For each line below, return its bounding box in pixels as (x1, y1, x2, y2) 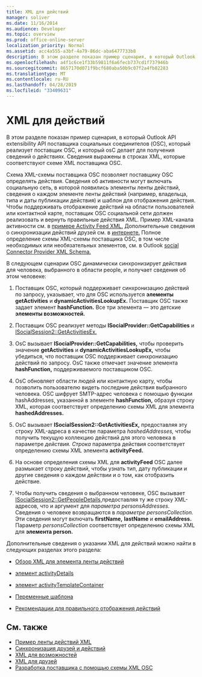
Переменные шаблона (14, 593, 74, 600)
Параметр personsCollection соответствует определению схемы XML (14, 521, 195, 529)
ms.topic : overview (6, 31, 55, 37)
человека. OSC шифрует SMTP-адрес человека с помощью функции (14, 390, 193, 397)
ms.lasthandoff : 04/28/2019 (6, 82, 77, 88)
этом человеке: (6, 273, 46, 280)
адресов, (14, 502, 39, 510)
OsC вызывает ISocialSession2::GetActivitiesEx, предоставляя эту (14, 421, 188, 428)
